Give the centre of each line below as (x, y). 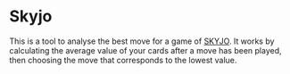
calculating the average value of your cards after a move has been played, (146, 50)
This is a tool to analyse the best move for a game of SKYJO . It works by (142, 41)
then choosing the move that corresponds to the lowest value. (123, 60)
